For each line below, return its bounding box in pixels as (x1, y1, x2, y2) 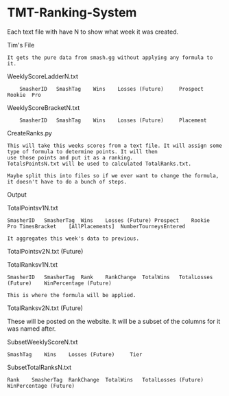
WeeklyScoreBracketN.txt (7, 103, 80, 111)
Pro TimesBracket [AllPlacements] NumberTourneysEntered (7, 223, 186, 230)
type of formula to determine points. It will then (7, 148, 158, 155)
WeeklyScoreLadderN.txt (7, 72, 79, 80)
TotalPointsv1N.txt (7, 203, 58, 212)
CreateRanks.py (7, 129, 53, 137)
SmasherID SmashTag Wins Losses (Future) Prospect (19, 85, 204, 92)
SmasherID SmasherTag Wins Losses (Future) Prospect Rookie (7, 217, 210, 224)
